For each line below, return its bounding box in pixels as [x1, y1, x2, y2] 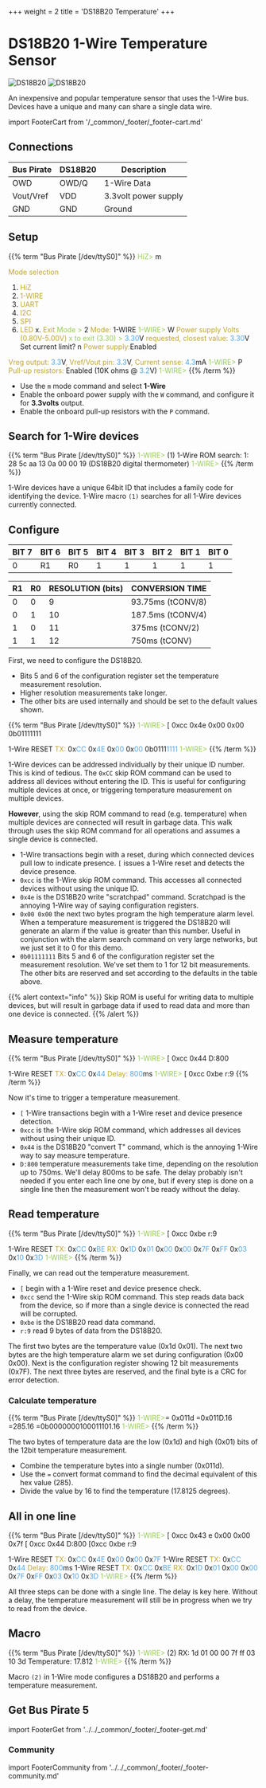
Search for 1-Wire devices [8, 429, 140, 443]
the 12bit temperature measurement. [8, 1445, 128, 1455]
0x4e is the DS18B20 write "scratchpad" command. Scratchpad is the [19, 892, 246, 902]
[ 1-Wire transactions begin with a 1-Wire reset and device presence [19, 1108, 243, 1118]
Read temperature [8, 1207, 100, 1221]
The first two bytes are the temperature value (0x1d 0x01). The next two [8, 1341, 244, 1351]
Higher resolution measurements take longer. [19, 688, 168, 698]
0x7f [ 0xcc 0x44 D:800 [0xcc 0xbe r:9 [8, 1539, 137, 1548]
